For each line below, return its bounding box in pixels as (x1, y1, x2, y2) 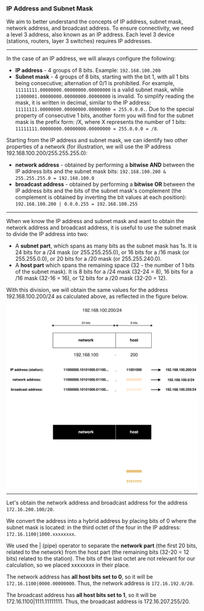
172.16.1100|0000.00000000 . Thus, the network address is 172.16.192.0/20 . (6, 579, 194, 587)
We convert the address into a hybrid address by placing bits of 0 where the (6, 517, 197, 524)
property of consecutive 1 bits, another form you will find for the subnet (15, 112, 194, 119)
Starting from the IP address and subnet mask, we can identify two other (6, 137, 188, 144)
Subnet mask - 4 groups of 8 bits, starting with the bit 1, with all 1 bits (15, 73, 189, 80)
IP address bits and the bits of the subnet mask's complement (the (15, 187, 182, 195)
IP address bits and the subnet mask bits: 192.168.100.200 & (15, 168, 166, 175)
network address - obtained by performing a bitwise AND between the (15, 161, 195, 168)
